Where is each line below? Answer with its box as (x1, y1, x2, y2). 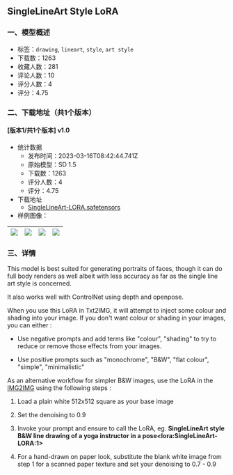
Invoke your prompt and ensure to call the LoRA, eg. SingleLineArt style (17, 424, 225, 433)
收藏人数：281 (17, 62, 58, 70)
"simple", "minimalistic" (17, 363, 85, 371)
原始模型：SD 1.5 (27, 160, 77, 169)
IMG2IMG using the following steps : (7, 384, 111, 392)
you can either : (7, 321, 52, 329)
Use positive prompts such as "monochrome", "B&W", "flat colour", (17, 355, 209, 364)
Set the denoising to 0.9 (17, 411, 86, 419)
